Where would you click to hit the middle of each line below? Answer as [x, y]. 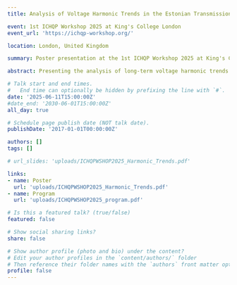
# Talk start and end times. [50, 84]
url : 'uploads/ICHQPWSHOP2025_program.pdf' [78, 200]
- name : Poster [30, 180]
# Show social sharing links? [52, 232]
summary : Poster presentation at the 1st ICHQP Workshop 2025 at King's [116, 58]
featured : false [31, 220]
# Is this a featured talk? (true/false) [69, 213]
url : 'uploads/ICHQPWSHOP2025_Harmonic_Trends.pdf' [91, 187]
